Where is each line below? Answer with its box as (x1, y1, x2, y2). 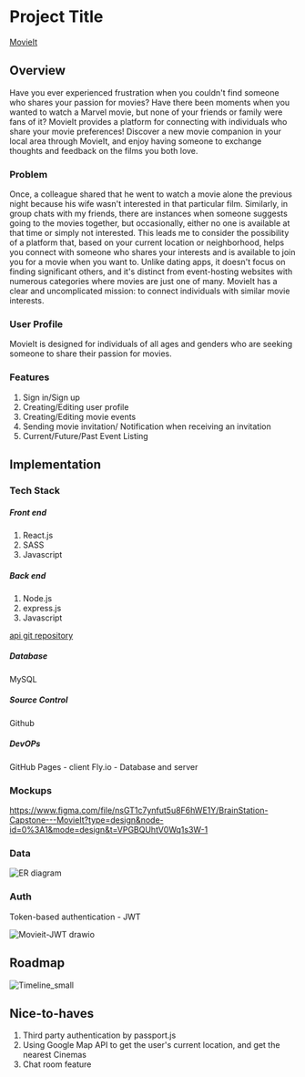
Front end (9, 507, 47, 518)
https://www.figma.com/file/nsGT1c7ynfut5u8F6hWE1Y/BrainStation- (9, 805, 269, 816)
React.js (22, 529, 54, 540)
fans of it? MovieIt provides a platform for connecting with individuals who (9, 116, 288, 127)
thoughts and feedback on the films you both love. (9, 145, 198, 156)
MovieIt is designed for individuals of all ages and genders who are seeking (9, 339, 293, 350)
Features (9, 371, 50, 384)
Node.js (22, 592, 53, 603)
